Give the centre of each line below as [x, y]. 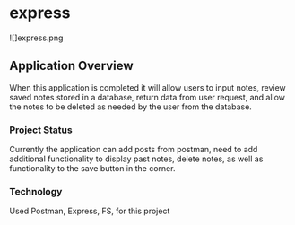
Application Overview [71, 66]
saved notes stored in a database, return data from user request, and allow [147, 97]
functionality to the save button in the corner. [92, 169]
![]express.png [36, 38]
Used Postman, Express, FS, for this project [90, 211]
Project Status [41, 130]
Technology [36, 191]
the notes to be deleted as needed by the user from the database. [131, 107]
